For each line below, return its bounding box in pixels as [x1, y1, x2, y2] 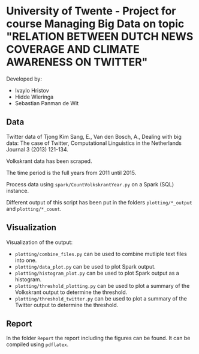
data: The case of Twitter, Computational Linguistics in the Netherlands [6, 139, 182, 147]
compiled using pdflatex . [6, 341, 69, 348]
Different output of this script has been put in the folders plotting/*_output [6, 198, 193, 206]
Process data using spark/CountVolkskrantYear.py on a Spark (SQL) [6, 180, 174, 188]
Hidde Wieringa [14, 93, 54, 100]
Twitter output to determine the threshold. [14, 301, 119, 308]
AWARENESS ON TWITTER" [6, 55, 148, 69]
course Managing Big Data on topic [6, 17, 185, 31]
